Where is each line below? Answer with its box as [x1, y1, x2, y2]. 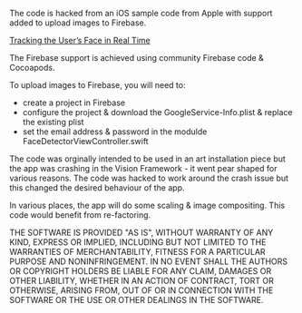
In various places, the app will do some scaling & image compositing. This [9, 200, 286, 210]
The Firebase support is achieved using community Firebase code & [9, 53, 265, 63]
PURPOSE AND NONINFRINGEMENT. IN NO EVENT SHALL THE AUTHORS [9, 256, 288, 267]
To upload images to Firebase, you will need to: [9, 80, 186, 90]
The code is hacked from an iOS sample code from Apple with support [9, 8, 273, 18]
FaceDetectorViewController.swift [22, 136, 149, 146]
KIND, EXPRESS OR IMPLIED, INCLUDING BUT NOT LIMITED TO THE [9, 237, 267, 248]
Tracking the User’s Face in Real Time [9, 35, 151, 45]
